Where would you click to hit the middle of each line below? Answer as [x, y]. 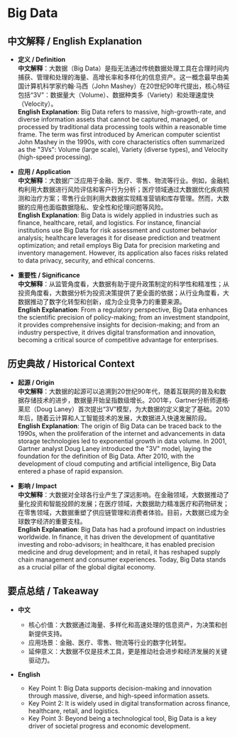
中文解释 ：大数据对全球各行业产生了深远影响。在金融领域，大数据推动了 [123, 494]
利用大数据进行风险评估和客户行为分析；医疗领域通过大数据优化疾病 [123, 189]
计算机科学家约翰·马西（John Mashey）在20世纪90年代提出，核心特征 [127, 86]
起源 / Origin [36, 382]
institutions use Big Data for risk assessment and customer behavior [117, 230]
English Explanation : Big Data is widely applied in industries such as [118, 215]
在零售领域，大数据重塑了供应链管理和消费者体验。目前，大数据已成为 [120, 512]
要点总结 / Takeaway [53, 591]
